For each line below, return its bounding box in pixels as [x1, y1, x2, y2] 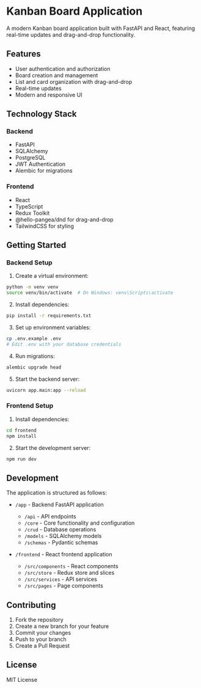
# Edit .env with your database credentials [6, 341, 122, 347]
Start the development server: [15, 444, 91, 451]
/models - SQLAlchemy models [24, 533, 102, 540]
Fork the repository [15, 616, 64, 624]
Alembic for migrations [15, 167, 73, 174]
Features [6, 49, 41, 59]
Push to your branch [15, 635, 67, 643]
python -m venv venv [6, 284, 59, 290]
